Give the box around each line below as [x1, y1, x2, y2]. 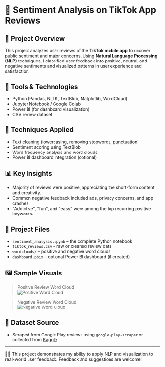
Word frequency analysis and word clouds [12, 149, 98, 155]
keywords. [12, 211, 33, 217]
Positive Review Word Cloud [17, 284, 75, 290]
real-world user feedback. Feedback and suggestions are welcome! [5, 356, 142, 362]
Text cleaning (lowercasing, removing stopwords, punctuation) [12, 139, 139, 145]
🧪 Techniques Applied [5, 125, 74, 134]
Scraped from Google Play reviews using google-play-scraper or [12, 332, 143, 337]
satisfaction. [5, 68, 30, 74]
